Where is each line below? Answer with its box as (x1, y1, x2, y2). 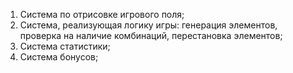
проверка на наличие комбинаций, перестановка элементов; (19, 30, 283, 41)
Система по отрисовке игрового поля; (19, 9, 185, 20)
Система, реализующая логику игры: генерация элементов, (19, 19, 278, 31)
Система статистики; (19, 40, 111, 52)
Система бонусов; (19, 51, 99, 63)
